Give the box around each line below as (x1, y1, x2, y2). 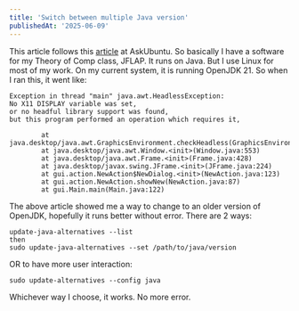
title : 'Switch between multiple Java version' (9, 12, 190, 22)
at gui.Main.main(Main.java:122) (41, 184, 166, 194)
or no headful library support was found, (9, 107, 169, 116)
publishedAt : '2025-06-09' (9, 21, 109, 30)
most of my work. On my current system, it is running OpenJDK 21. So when (9, 64, 288, 76)
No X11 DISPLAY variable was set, (9, 99, 138, 108)
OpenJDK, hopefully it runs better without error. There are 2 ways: (9, 210, 252, 221)
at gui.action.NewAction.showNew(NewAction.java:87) (41, 177, 241, 186)
